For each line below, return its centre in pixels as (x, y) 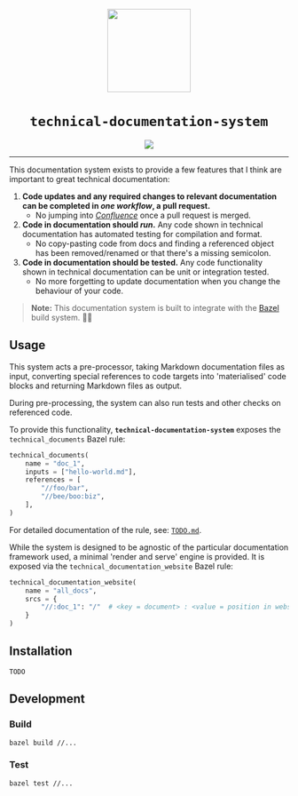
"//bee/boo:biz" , (73, 497)
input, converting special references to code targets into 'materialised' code (148, 376)
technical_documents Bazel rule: (67, 439)
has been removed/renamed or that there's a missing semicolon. (153, 252)
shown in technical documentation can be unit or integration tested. (145, 272)
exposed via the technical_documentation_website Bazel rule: (121, 566)
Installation (41, 652)
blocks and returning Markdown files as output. (96, 386)
